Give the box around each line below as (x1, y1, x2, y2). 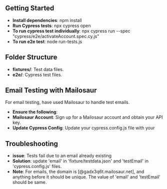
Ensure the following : (12, 109, 58, 115)
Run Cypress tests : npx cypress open (12, 22, 91, 28)
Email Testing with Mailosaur (5, 86, 97, 94)
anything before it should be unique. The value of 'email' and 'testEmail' (12, 174, 161, 180)
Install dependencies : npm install (12, 17, 82, 23)
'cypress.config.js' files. (12, 163, 62, 169)
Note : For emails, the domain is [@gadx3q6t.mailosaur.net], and (12, 168, 144, 174)
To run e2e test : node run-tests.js (12, 38, 82, 44)
